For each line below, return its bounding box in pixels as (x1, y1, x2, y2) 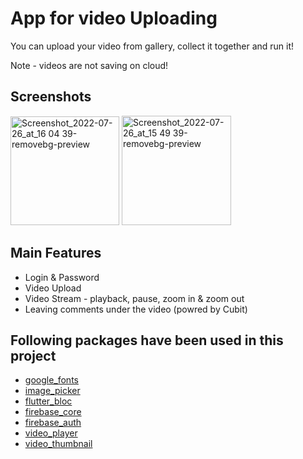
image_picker (24, 385, 81, 397)
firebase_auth (24, 417, 82, 429)
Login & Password (24, 271, 100, 283)
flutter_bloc (24, 395, 73, 407)
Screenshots (10, 88, 92, 106)
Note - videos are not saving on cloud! (10, 59, 169, 71)
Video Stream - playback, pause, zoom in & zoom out (24, 292, 245, 304)
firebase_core (24, 406, 82, 418)
